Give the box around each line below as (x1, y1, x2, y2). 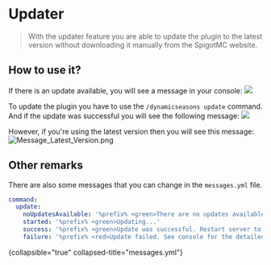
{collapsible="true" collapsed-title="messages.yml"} (8, 247, 183, 257)
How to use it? (8, 64, 81, 77)
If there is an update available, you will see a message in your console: (8, 85, 243, 95)
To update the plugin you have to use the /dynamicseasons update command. (8, 101, 263, 111)
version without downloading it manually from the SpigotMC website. (27, 39, 258, 49)
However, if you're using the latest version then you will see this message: (8, 126, 254, 136)
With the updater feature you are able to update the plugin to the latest (27, 31, 263, 41)
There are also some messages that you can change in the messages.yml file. (8, 180, 263, 189)
